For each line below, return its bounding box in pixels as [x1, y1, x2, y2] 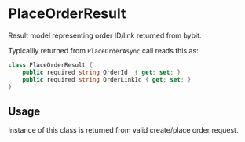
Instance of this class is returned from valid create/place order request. [8, 126, 239, 135]
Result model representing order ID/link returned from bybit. [8, 31, 202, 40]
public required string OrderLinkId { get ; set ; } [22, 75, 192, 83]
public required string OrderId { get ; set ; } [22, 68, 181, 76]
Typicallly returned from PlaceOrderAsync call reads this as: [8, 46, 199, 55]
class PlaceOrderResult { [8, 60, 93, 69]
